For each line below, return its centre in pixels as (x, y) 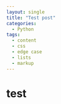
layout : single (26, 12)
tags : (13, 35)
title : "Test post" (31, 18)
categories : (21, 23)
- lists (22, 58)
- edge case (27, 52)
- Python (23, 29)
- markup (23, 63)
